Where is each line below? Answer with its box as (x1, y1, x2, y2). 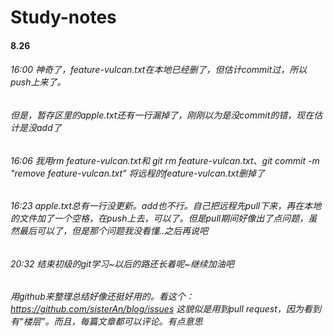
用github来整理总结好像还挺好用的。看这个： (10, 291, 195, 303)
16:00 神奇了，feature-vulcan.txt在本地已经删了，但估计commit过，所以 (10, 64, 308, 76)
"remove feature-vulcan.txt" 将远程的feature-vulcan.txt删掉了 (10, 167, 265, 179)
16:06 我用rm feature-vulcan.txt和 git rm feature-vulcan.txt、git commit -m (10, 154, 320, 166)
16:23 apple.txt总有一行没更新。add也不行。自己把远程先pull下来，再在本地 (10, 200, 322, 212)
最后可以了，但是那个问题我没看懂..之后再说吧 (18, 225, 209, 237)
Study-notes (10, 6, 117, 29)
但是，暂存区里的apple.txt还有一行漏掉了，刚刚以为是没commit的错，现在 (10, 109, 315, 121)
